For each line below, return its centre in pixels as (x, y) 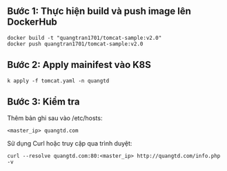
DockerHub (32, 22)
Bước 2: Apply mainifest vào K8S (79, 65)
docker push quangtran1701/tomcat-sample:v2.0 (75, 44)
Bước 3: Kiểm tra (44, 102)
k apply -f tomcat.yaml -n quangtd (58, 81)
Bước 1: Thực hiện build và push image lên (99, 11)
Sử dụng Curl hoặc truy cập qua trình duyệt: (70, 144)
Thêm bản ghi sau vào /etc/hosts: (55, 118)
